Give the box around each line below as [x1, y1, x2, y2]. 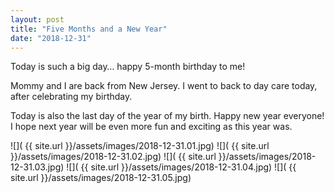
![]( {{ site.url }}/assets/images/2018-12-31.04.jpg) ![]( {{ [66, 161, 297, 173]
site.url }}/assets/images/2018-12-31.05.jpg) [10, 172, 192, 184]
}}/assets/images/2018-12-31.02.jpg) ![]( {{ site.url [10, 151, 217, 163]
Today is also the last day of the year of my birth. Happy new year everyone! [10, 110, 325, 122]
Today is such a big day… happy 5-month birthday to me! [10, 61, 246, 73]
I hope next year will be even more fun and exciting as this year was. [10, 121, 293, 133]
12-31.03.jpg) [10, 161, 65, 173]
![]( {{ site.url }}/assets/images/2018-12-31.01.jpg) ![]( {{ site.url [10, 140, 270, 152]
